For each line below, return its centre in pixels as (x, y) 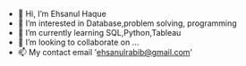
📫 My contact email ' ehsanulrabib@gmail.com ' (105, 52)
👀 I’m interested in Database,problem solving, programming (127, 23)
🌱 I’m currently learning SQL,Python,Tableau (99, 33)
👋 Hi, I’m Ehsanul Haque (62, 14)
